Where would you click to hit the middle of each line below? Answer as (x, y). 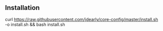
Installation (22, 8)
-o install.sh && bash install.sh (35, 24)
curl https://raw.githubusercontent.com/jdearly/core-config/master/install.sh (81, 19)
